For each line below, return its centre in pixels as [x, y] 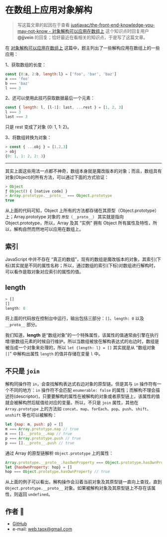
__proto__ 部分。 [22, 325]
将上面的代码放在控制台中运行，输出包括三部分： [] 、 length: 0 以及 [75, 318]
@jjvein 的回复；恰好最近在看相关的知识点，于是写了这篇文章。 [83, 37]
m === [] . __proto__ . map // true [39, 434]
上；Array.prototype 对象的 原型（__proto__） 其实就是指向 [65, 217]
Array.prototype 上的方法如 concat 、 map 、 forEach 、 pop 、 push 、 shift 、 [78, 409]
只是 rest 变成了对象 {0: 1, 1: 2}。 [39, 127]
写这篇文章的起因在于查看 [43, 25]
